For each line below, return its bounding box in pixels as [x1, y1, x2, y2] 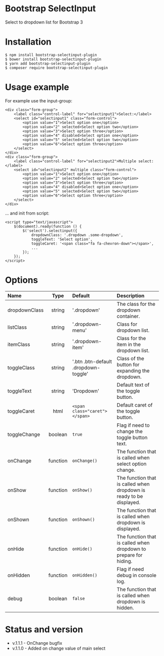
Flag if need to [117, 422, 150, 429]
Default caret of [117, 401, 153, 408]
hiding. [117, 558, 133, 564]
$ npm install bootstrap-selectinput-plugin [5, 52, 97, 57]
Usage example [5, 82, 69, 93]
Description [117, 292, 145, 299]
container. [117, 313, 140, 319]
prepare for [117, 552, 143, 559]
